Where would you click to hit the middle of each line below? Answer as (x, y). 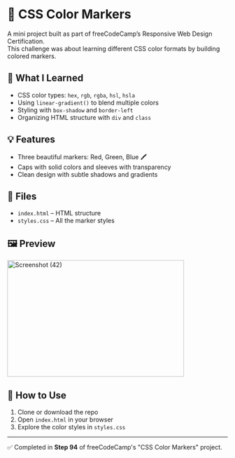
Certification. (26, 41)
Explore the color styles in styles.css (71, 427)
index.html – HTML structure (59, 213)
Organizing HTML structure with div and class (84, 117)
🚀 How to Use (37, 395)
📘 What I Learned (45, 78)
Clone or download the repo (58, 412)
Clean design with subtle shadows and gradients (87, 174)
